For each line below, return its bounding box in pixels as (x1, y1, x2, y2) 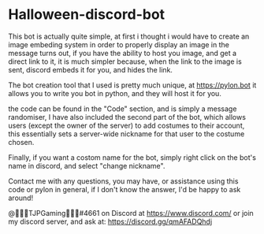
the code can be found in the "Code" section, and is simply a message (8, 104, 237, 113)
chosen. (8, 137, 35, 147)
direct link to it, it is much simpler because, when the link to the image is (8, 57, 242, 66)
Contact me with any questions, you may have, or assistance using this (8, 176, 239, 186)
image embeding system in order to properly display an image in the (8, 39, 230, 49)
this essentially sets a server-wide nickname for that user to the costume (8, 128, 245, 139)
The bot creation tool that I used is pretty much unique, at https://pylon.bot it (8, 80, 257, 90)
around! (8, 193, 34, 202)
